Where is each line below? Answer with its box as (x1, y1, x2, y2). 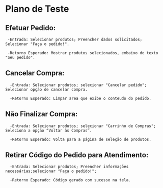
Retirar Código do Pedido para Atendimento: (5, 151, 149, 159)
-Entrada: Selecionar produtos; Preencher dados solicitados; (7, 37, 143, 42)
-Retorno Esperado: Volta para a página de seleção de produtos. (10, 137, 152, 142)
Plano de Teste (5, 3, 69, 15)
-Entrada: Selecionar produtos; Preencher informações (10, 164, 129, 170)
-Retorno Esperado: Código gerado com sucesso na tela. (10, 178, 131, 183)
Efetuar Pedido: (5, 24, 56, 32)
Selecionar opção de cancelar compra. (5, 87, 88, 92)
